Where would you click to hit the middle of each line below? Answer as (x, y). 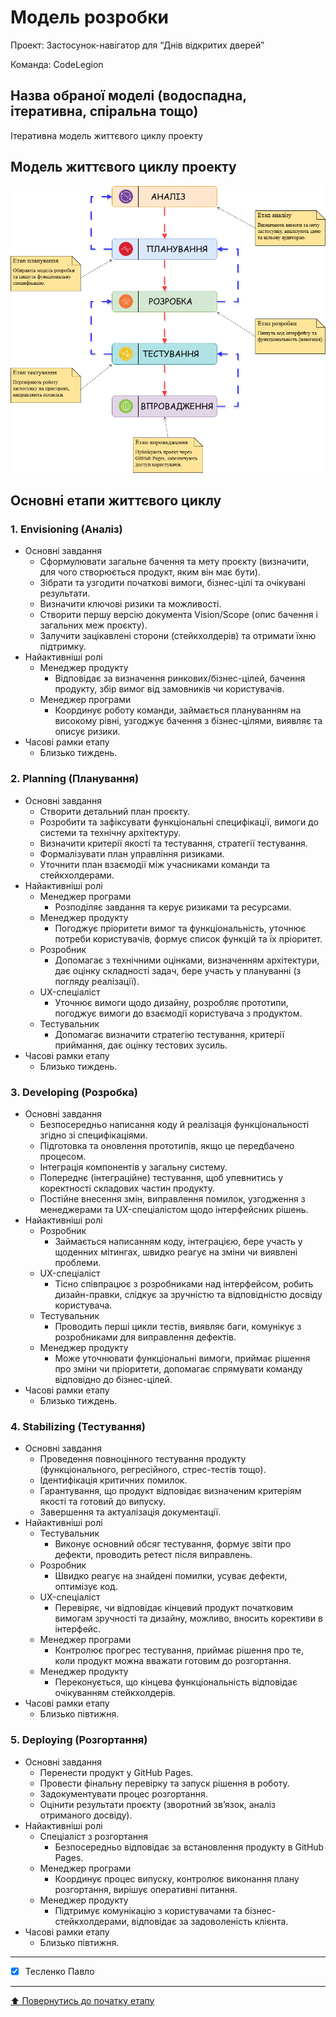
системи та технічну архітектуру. (110, 832)
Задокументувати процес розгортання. (123, 1793)
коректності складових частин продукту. (127, 1188)
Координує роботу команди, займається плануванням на (178, 710)
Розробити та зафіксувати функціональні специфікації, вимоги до (179, 822)
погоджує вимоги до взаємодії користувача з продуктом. (178, 1013)
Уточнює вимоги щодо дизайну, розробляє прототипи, (171, 1002)
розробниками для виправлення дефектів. (145, 1337)
